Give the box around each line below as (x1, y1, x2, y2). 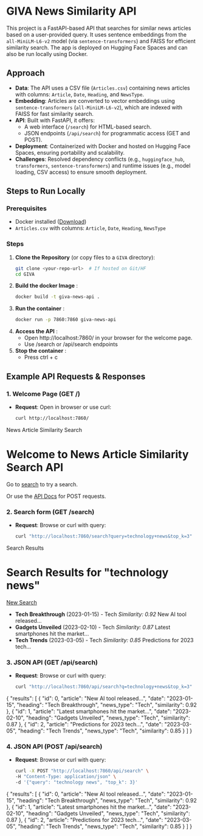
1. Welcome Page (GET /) (6, 389, 80, 398)
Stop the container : (15, 347, 67, 355)
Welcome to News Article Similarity (6, 447, 189, 461)
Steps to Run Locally (6, 186, 86, 196)
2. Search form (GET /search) (6, 508, 95, 516)
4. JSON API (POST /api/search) (6, 742, 103, 751)
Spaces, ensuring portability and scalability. (15, 149, 125, 156)
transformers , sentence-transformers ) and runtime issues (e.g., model (15, 161, 191, 169)
